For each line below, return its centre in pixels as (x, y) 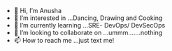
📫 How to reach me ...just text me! (64, 40)
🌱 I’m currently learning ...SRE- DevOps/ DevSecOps (89, 25)
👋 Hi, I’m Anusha (37, 11)
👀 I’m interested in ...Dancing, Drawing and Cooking (88, 18)
